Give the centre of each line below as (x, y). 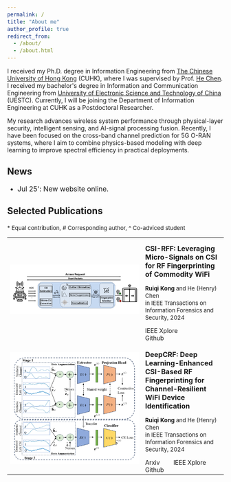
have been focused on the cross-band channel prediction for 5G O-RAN (109, 135)
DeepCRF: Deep (172, 354)
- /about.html (33, 51)
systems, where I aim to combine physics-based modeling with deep (104, 143)
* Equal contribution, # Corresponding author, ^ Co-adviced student (96, 228)
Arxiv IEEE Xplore (176, 462)
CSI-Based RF (169, 371)
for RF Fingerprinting (180, 266)
